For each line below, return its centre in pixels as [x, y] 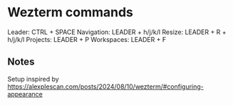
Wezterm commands [71, 12]
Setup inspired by [33, 79]
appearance [25, 94]
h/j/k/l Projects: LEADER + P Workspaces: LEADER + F [87, 39]
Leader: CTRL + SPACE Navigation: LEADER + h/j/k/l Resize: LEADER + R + [117, 32]
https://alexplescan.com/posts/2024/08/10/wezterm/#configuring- [106, 87]
